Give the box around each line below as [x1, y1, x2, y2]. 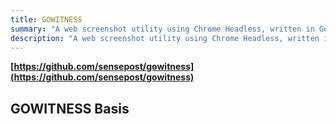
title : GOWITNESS [10, 14, 83, 25]
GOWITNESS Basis [10, 100, 130, 117]
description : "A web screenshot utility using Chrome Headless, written [10, 33, 320, 43]
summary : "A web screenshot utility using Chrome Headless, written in [10, 24, 315, 34]
